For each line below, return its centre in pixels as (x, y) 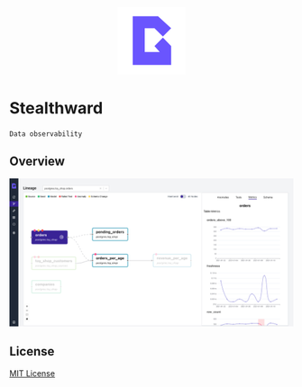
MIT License (32, 373)
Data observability (46, 134)
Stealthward (56, 108)
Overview (37, 162)
